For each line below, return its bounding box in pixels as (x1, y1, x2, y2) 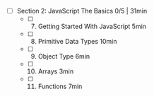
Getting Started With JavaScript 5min (37, 22, 146, 31)
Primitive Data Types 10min (37, 37, 117, 46)
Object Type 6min (37, 52, 90, 61)
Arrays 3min (37, 67, 74, 76)
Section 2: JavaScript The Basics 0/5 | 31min (16, 7, 148, 15)
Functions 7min (37, 82, 83, 91)
